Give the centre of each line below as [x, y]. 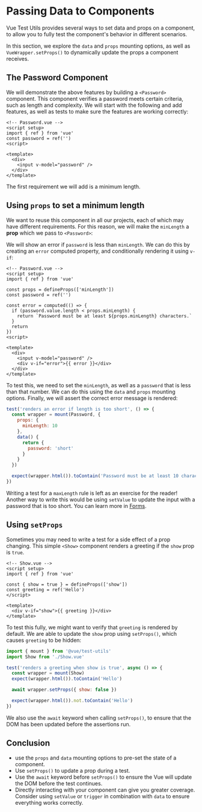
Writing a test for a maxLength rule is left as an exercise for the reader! [92, 493]
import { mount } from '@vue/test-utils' [59, 651]
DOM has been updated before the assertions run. [69, 724]
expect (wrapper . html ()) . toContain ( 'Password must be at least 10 [95, 476]
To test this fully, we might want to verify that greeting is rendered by [92, 627]
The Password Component [57, 78]
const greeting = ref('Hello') [45, 589]
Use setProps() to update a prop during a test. [72, 770]
